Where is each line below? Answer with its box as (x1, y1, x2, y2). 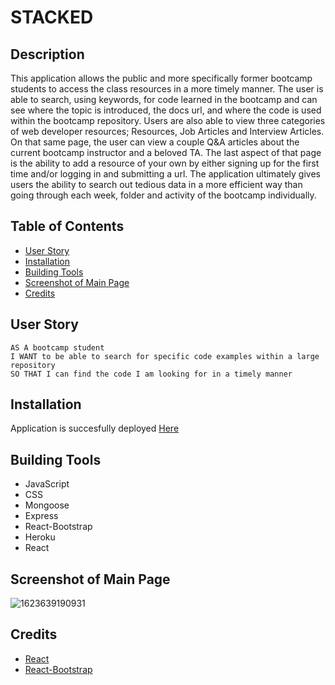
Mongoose (24, 499, 70, 511)
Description (10, 46, 85, 63)
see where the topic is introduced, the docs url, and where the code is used (10, 104, 322, 116)
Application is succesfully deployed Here (10, 422, 180, 435)
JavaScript (24, 478, 70, 490)
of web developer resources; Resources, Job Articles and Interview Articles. (10, 126, 325, 137)
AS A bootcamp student (10, 342, 105, 353)
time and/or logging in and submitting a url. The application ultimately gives (10, 168, 321, 180)
